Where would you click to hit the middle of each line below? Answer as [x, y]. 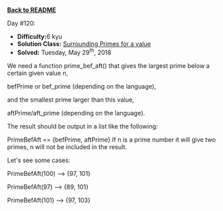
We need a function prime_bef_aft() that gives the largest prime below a [108, 65]
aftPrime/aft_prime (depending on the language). [76, 113]
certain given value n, [38, 73]
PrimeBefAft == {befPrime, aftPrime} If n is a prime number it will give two [111, 140]
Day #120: [21, 23]
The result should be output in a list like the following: [83, 126]
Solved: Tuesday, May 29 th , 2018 [64, 52]
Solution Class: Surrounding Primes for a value [84, 44]
